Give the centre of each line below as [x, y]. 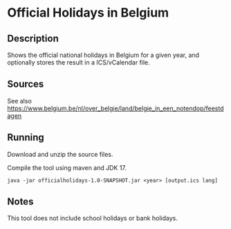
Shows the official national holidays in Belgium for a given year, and [103, 55]
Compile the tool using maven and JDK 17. [67, 167]
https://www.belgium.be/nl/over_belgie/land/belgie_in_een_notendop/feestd [115, 108]
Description [33, 39]
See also [20, 101]
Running [26, 138]
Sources [26, 84]
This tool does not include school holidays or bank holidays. [92, 218]
